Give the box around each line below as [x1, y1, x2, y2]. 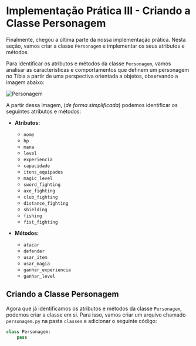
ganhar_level [23, 273, 56, 279]
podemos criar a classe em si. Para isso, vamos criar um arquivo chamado [6, 311, 186, 318]
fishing [23, 213, 42, 219]
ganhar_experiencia [23, 267, 72, 273]
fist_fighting [23, 219, 58, 225]
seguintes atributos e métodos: [6, 108, 82, 115]
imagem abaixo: [6, 78, 45, 86]
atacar [23, 242, 40, 248]
